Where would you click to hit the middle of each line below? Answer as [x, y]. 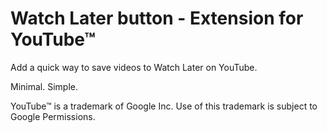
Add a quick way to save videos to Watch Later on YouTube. [134, 67]
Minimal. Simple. [44, 86]
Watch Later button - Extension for [157, 18]
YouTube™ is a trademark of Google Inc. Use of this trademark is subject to [164, 106]
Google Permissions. [53, 116]
